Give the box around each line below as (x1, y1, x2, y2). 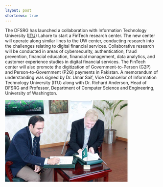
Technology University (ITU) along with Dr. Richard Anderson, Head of (5, 79, 147, 86)
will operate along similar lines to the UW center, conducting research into (5, 37, 154, 44)
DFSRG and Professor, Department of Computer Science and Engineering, (5, 85, 155, 91)
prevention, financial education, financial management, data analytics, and (5, 53, 155, 59)
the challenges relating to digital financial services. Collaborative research (5, 43, 154, 49)
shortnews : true (5, 13, 38, 18)
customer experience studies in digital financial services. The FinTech (5, 59, 146, 64)
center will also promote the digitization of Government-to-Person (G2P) (5, 64, 151, 70)
